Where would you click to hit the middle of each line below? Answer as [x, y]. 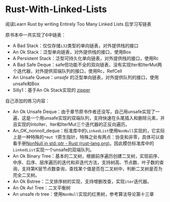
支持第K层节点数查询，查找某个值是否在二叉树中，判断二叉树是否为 [92, 169]
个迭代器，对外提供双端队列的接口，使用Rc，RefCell [67, 71]
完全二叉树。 [26, 175]
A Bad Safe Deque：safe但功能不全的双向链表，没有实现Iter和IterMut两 [87, 64]
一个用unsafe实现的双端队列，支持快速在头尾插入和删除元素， [95, 118]
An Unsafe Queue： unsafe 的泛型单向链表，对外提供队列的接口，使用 [86, 77]
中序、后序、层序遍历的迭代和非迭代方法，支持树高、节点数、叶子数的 [86, 162]
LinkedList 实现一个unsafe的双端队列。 [54, 149]
